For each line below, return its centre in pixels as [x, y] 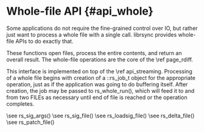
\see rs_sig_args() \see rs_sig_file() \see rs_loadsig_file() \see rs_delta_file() [100, 116]
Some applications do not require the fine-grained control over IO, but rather [102, 28]
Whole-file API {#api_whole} [80, 11]
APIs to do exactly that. [44, 41]
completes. [20, 104]
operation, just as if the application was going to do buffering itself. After [97, 84]
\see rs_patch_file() [30, 122]
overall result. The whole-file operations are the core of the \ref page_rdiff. [100, 59]
